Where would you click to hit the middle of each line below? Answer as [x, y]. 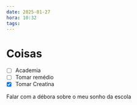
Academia [28, 70]
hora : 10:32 [21, 18]
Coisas [24, 53]
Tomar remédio [34, 78]
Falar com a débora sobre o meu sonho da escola [69, 96]
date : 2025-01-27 [28, 12]
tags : [13, 23]
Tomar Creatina [35, 84]
